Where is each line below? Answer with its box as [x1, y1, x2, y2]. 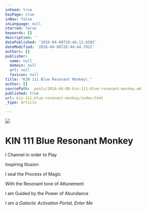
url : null [9, 68, 30, 73]
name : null [9, 58, 32, 63]
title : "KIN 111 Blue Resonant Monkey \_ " [5, 77, 93, 82]
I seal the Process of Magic [5, 171, 61, 177]
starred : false [5, 26, 37, 31]
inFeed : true [5, 7, 32, 12]
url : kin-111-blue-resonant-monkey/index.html [5, 95, 104, 100]
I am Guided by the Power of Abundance [5, 191, 89, 197]
